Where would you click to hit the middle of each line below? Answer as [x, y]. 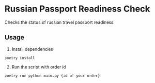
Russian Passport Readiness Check [77, 9]
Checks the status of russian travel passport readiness [59, 22]
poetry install [20, 58]
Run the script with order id [39, 67]
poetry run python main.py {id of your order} [52, 76]
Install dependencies [32, 49]
